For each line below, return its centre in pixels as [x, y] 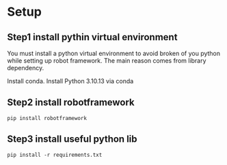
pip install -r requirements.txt [55, 155]
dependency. [26, 68]
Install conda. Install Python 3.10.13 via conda [70, 81]
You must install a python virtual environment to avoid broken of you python [114, 53]
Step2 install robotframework [71, 103]
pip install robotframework [47, 118]
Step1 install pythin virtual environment [92, 37]
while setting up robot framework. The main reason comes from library [107, 61]
